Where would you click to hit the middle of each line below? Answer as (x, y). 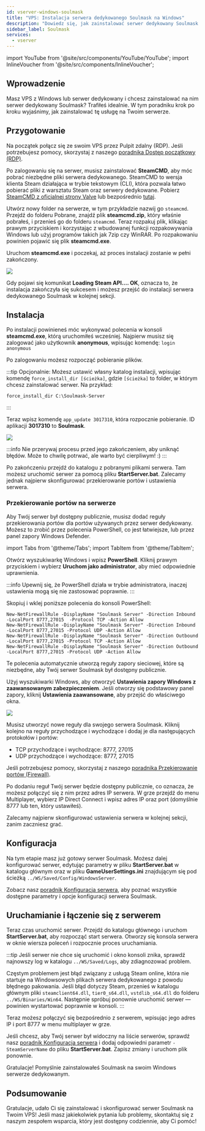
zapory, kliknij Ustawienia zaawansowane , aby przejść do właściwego (96, 695)
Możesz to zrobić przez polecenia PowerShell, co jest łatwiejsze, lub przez (100, 529)
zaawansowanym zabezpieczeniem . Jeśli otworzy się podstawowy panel (100, 688)
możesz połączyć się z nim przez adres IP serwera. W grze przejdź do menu (103, 793)
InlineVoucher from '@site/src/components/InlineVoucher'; (80, 64)
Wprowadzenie (36, 84)
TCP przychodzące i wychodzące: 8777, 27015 (74, 749)
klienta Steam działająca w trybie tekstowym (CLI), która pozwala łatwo (96, 183)
